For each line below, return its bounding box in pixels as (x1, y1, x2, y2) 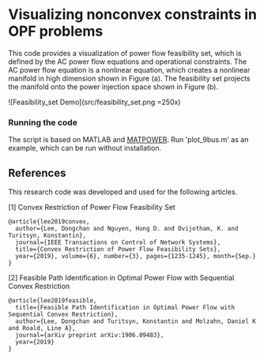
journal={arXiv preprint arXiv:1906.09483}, (15, 332, 164, 339)
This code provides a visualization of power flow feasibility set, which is (8, 48, 242, 58)
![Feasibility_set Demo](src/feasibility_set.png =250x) (8, 97, 181, 107)
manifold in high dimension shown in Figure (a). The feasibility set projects (8, 73, 251, 83)
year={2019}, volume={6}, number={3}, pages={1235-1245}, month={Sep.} (15, 253, 257, 261)
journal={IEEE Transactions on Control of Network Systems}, (15, 238, 221, 246)
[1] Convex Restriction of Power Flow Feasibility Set (8, 203, 175, 212)
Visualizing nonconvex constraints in (8, 6, 258, 24)
